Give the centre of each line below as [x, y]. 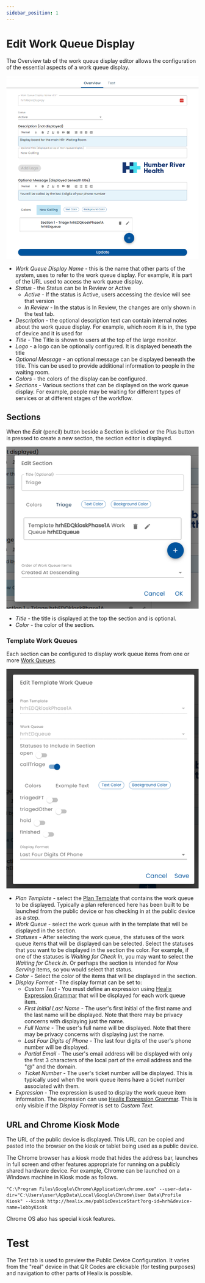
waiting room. [32, 372]
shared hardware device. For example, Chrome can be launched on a [93, 1171]
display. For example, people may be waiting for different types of [98, 391]
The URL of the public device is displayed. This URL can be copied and [95, 1140]
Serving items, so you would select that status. [74, 970]
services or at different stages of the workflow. [74, 398]
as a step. [27, 918]
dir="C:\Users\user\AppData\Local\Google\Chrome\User [76, 1195]
